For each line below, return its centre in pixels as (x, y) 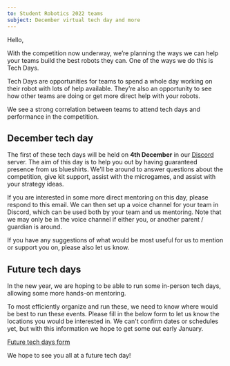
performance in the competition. (53, 116)
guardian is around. (35, 227)
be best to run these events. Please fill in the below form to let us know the (113, 314)
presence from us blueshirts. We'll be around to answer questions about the (115, 169)
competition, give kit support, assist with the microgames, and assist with (112, 177)
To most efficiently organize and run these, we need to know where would (113, 307)
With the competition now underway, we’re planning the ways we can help (113, 53)
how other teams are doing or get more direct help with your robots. (104, 96)
